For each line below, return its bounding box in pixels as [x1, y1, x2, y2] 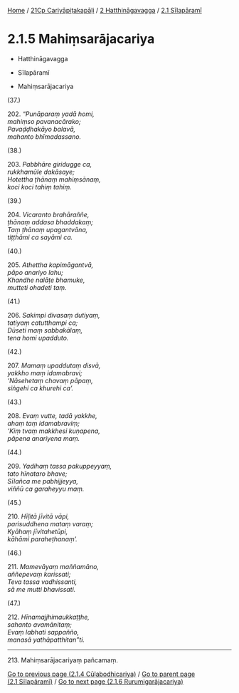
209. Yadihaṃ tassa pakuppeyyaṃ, [7, 462, 112, 470]
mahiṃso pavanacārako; [7, 117, 81, 125]
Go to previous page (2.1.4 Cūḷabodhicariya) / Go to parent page [7, 669, 196, 678]
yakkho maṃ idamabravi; [7, 368, 83, 377]
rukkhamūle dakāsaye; [7, 167, 75, 176]
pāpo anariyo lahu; [7, 268, 64, 276]
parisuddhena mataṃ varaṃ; [7, 519, 94, 528]
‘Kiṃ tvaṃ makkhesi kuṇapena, [7, 427, 101, 435]
